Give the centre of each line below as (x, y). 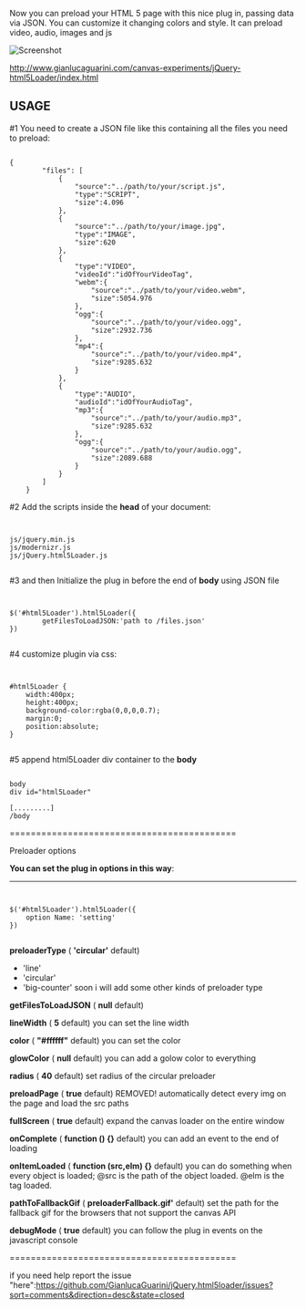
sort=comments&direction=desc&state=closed (97, 1294)
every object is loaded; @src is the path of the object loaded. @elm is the (147, 1175)
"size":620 (95, 242)
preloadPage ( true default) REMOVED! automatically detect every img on (148, 1093)
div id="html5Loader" (51, 792)
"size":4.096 (99, 203)
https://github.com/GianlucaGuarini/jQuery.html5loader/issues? (154, 1284)
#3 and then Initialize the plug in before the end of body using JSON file (144, 580)
